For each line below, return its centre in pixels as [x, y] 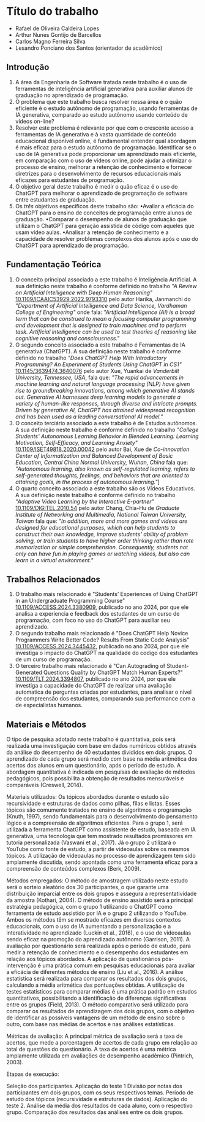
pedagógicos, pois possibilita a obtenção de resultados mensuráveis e [95, 779]
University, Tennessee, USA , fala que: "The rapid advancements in [99, 377]
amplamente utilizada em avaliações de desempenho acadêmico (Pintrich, [100, 1056]
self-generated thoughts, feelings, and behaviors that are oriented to [102, 475]
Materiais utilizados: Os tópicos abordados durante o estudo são [88, 797]
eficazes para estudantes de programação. [69, 180]
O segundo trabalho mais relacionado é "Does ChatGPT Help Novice [102, 634]
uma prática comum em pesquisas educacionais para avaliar [119, 965]
